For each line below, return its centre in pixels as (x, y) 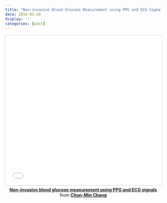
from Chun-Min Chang (83, 195)
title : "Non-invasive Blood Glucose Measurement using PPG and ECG (76, 10)
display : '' (17, 19)
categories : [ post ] (25, 24)
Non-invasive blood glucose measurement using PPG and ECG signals (83, 190)
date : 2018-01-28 (23, 14)
